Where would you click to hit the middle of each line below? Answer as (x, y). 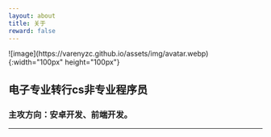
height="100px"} (92, 62)
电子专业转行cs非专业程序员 (78, 89)
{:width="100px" (36, 62)
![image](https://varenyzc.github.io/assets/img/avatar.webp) (108, 54)
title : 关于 (27, 23)
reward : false (32, 31)
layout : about (32, 16)
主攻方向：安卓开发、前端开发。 (71, 114)
